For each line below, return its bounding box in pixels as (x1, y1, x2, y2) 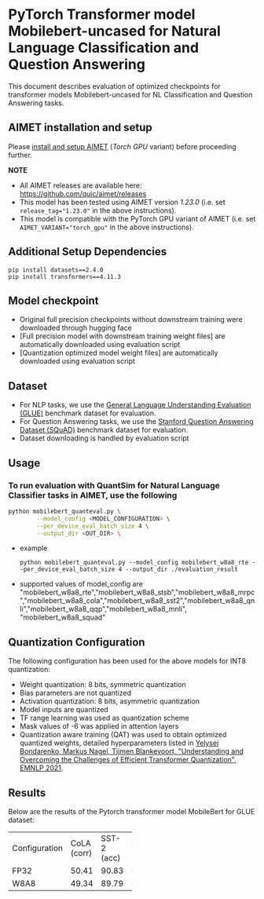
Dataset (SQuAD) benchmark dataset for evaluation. (19, 426, 189, 435)
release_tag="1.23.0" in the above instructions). (19, 206, 177, 215)
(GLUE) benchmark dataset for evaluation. (19, 408, 156, 418)
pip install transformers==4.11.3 (8, 272, 122, 280)
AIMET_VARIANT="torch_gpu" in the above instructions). (19, 222, 194, 232)
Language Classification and (8, 39, 199, 57)
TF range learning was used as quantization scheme (19, 713, 190, 723)
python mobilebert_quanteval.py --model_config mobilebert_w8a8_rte (19, 559, 249, 567)
